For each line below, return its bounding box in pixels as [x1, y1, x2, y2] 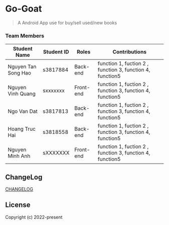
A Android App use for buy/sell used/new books [17, 20, 117, 26]
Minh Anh [8, 153, 31, 160]
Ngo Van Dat [8, 108, 38, 115]
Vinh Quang [8, 90, 36, 97]
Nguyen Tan [8, 63, 37, 70]
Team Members [5, 32, 44, 39]
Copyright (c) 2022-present [5, 214, 63, 220]
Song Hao [8, 69, 31, 77]
